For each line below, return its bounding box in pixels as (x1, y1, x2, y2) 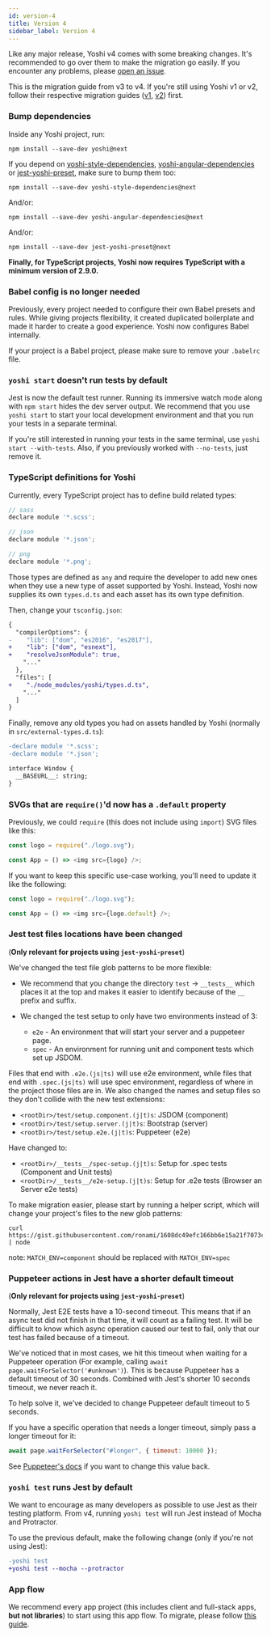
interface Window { (8, 765, 74, 773)
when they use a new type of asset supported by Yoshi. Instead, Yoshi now (8, 580, 258, 591)
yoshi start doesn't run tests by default (8, 374, 168, 385)
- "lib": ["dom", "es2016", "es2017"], (8, 636, 153, 644)
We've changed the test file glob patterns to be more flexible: (8, 962, 212, 972)
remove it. (8, 452, 42, 461)
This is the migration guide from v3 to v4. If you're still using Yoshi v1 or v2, (8, 82, 258, 91)
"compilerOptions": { (15, 628, 89, 636)
